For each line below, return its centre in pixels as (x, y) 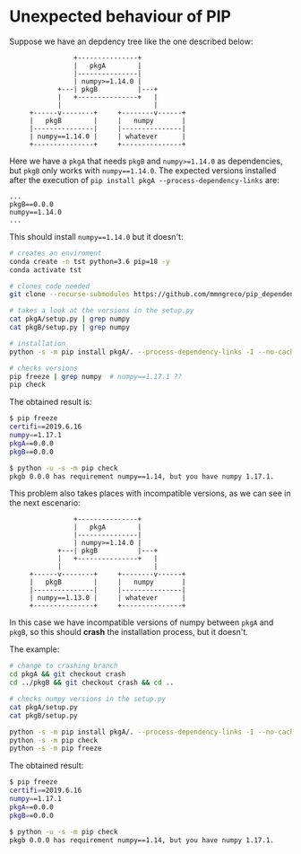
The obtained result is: (51, 402)
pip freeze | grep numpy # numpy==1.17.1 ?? (95, 376)
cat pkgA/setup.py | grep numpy (69, 319)
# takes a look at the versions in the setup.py (102, 311)
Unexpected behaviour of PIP (120, 17)
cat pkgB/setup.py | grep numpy (69, 328)
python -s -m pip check (54, 740)
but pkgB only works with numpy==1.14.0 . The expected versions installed (143, 170)
